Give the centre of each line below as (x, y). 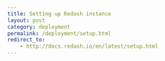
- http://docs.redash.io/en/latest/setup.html (89, 46)
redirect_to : (26, 40)
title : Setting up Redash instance (59, 14)
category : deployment (39, 27)
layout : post (26, 20)
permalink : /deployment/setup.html (59, 33)
